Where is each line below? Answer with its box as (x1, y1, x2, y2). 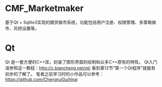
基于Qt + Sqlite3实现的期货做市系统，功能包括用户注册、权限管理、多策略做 (5, 19, 157, 25)
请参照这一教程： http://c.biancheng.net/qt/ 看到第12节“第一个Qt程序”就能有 (5, 65, 156, 71)
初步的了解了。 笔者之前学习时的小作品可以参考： (5, 71, 104, 77)
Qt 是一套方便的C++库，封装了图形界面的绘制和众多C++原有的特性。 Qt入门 (5, 59, 158, 65)
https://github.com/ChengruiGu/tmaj (5, 76, 78, 82)
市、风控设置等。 (5, 25, 39, 31)
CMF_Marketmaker (5, 3, 84, 14)
